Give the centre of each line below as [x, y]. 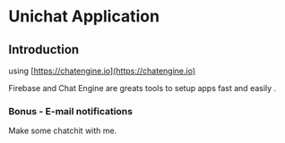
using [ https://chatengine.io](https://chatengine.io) [102, 71]
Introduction [44, 50]
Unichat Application [84, 17]
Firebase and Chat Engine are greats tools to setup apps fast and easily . [142, 88]
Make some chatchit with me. [63, 130]
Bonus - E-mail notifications [71, 111]
